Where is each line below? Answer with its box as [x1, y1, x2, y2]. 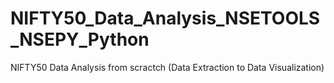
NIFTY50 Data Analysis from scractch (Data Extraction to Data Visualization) [10, 61, 325, 73]
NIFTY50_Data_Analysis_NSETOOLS [10, 7, 321, 30]
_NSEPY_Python [10, 28, 150, 51]
